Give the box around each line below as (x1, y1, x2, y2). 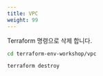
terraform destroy (7, 63, 60, 70)
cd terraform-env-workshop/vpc (7, 50, 97, 57)
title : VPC (7, 10, 38, 17)
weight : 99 (7, 17, 38, 23)
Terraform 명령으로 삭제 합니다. (7, 36, 93, 45)
